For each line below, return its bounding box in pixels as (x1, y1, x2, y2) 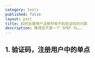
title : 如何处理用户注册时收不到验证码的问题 (5, 21, 88, 26)
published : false (5, 12, 41, 17)
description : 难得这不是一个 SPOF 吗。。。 (5, 26, 85, 31)
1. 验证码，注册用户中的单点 (5, 45, 91, 54)
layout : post (5, 16, 32, 21)
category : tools (5, 7, 39, 12)
